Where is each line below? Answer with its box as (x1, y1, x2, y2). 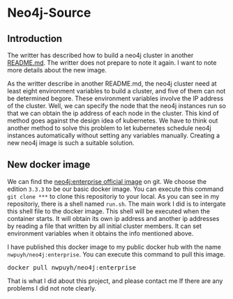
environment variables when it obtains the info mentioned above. (7, 229, 194, 238)
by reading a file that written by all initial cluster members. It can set (7, 222, 202, 230)
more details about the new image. (7, 66, 107, 74)
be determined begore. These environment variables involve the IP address (7, 94, 224, 102)
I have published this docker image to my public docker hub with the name (7, 243, 222, 251)
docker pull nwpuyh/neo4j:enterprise (7, 263, 137, 271)
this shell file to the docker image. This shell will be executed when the (7, 207, 211, 215)
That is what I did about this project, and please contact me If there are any (7, 277, 223, 285)
